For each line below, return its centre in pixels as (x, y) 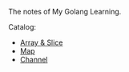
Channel (34, 60)
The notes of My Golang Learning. (65, 12)
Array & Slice (41, 42)
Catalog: (22, 27)
